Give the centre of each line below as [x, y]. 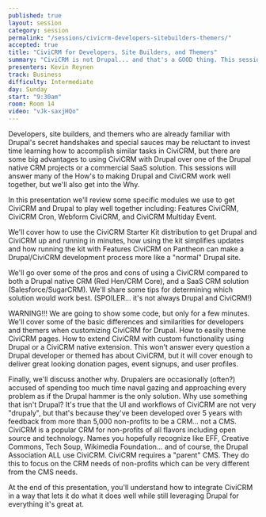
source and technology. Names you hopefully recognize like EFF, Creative [129, 438]
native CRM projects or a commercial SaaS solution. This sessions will [122, 168]
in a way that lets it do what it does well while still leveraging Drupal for [123, 496]
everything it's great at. [46, 504]
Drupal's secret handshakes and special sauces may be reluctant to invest [129, 142]
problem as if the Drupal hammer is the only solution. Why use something [128, 396]
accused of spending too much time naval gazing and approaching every [127, 388]
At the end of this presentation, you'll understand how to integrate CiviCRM [131, 487]
